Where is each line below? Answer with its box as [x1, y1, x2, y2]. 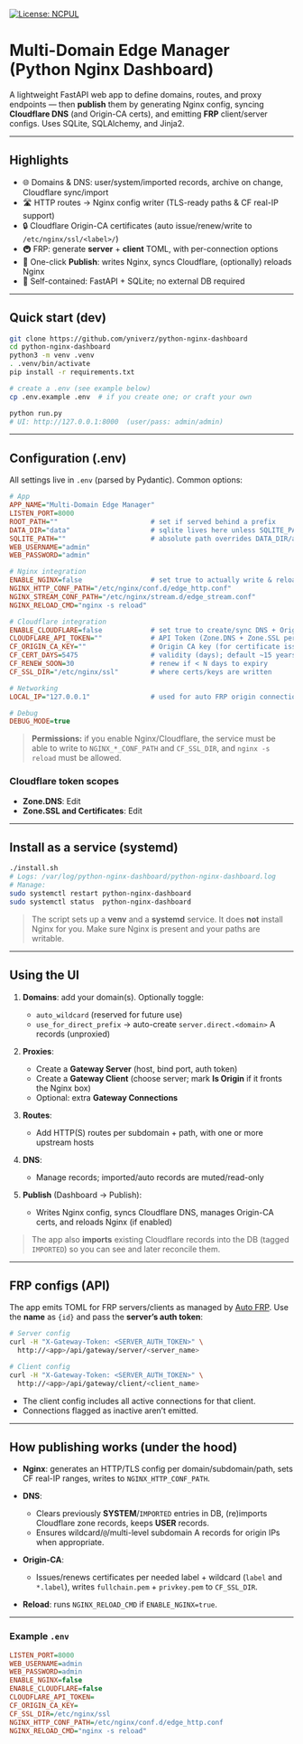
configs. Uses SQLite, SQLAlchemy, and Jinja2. [9, 117, 185, 128]
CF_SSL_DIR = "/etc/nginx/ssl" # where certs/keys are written [9, 667, 272, 677]
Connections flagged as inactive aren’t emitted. [22, 1405, 198, 1416]
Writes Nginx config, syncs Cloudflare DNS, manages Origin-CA [35, 1206, 274, 1217]
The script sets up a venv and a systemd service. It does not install [31, 914, 284, 924]
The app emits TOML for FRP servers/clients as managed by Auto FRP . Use [9, 1302, 289, 1313]
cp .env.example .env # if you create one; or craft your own [9, 392, 252, 401]
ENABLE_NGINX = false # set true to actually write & [9, 576, 272, 585]
